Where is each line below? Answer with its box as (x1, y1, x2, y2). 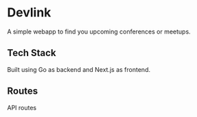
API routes (7, 103, 37, 112)
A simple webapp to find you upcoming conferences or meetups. (7, 27, 191, 36)
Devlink (7, 5, 51, 21)
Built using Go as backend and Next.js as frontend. (7, 65, 151, 73)
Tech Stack (7, 47, 56, 59)
